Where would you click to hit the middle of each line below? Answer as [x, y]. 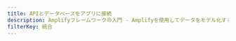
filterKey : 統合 [30, 26]
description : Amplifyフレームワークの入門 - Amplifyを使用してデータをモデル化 [114, 20]
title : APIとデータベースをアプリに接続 [60, 14]
